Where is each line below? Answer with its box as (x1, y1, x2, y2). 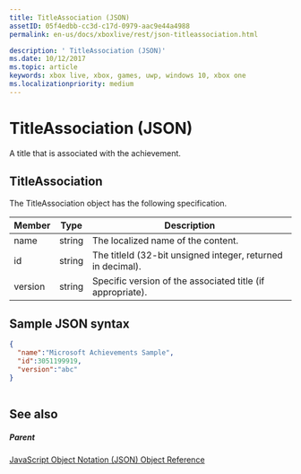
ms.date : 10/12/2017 (9, 55, 87, 64)
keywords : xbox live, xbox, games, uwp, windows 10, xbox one (9, 71, 246, 81)
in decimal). (92, 259, 142, 272)
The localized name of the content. (92, 234, 239, 247)
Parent (9, 432, 36, 443)
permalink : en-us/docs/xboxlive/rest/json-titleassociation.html (9, 30, 258, 39)
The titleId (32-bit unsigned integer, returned (92, 249, 284, 261)
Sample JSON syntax (9, 316, 130, 331)
